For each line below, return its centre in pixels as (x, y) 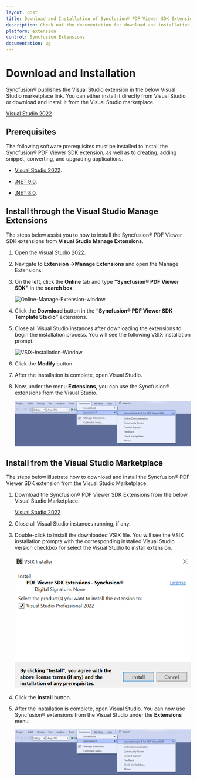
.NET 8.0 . (26, 193)
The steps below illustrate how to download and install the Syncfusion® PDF (98, 477)
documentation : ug (28, 44)
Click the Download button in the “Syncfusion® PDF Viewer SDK (94, 310)
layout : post (22, 12)
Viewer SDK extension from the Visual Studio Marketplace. (77, 483)
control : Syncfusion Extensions (45, 37)
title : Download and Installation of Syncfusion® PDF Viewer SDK (87, 19)
